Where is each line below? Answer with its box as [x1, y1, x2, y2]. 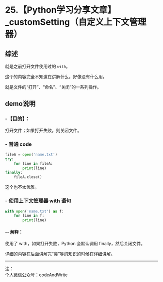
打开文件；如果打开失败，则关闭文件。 [5, 127, 81, 133]
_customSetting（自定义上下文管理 [5, 17, 147, 28]
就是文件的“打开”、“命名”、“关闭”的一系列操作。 [5, 84, 101, 90]
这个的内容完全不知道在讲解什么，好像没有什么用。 [5, 74, 107, 79]
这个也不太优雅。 [5, 184, 39, 190]
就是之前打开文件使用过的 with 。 [5, 64, 70, 69]
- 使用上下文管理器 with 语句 [5, 197, 71, 204]
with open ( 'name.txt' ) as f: [5, 209, 64, 214]
